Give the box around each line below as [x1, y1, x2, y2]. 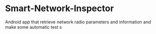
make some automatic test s [5, 24, 62, 30]
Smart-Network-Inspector [5, 3, 114, 14]
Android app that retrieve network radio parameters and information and [5, 19, 151, 25]
